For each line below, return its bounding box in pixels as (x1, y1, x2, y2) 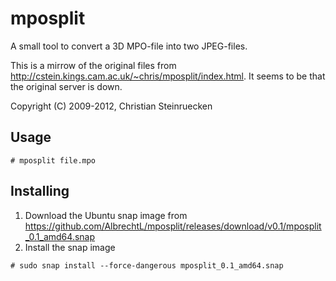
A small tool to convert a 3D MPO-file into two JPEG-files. (10, 40, 248, 52)
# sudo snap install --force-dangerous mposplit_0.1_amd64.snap (10, 260, 284, 271)
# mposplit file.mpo (10, 155, 97, 166)
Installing (10, 183, 70, 200)
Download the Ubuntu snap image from (24, 209, 188, 221)
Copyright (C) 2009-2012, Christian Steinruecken (10, 100, 213, 112)
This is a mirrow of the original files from (10, 59, 177, 71)
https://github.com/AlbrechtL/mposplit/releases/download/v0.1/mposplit (24, 220, 322, 232)
